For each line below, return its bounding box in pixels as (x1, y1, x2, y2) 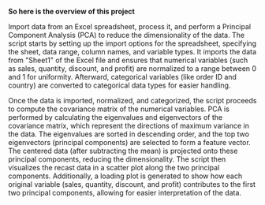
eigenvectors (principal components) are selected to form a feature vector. (8, 138, 251, 147)
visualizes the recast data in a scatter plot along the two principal (8, 163, 220, 172)
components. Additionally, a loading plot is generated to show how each (8, 171, 243, 181)
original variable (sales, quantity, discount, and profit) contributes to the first (8, 180, 256, 188)
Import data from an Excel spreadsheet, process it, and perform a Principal (8, 22, 251, 31)
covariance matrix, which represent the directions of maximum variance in (8, 121, 250, 130)
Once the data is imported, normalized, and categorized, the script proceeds (8, 96, 257, 105)
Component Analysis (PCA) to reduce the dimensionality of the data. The (8, 31, 245, 39)
